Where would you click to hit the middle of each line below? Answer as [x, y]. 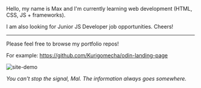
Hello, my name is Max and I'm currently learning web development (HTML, [99, 9]
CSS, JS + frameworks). [36, 15]
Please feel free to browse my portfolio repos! [63, 44]
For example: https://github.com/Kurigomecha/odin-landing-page [87, 55]
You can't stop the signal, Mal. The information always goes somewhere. [96, 78]
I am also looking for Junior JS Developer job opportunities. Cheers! [90, 27]
